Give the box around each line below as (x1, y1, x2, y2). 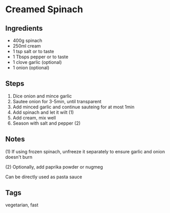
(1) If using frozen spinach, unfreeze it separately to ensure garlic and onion (5, 148, 165, 154)
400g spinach (12, 37, 42, 43)
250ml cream (12, 43, 41, 49)
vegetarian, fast (5, 202, 38, 208)
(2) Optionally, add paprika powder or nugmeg (5, 163, 103, 170)
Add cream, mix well (12, 114, 56, 121)
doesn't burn (5, 154, 33, 160)
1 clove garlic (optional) (12, 59, 62, 65)
